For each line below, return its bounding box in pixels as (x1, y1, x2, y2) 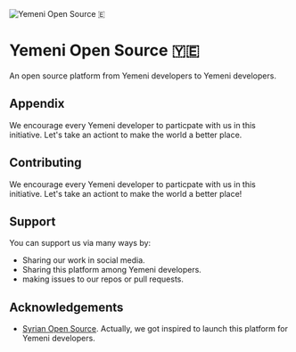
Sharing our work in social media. (21, 255, 145, 266)
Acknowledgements (9, 299, 124, 315)
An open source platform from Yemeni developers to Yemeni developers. (9, 70, 276, 81)
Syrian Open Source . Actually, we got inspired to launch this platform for (21, 323, 288, 334)
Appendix (9, 96, 65, 111)
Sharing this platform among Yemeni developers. (21, 265, 202, 275)
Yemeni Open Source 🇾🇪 (9, 40, 200, 61)
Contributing (9, 155, 82, 170)
